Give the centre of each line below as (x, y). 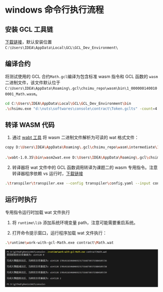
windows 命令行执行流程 (55, 10)
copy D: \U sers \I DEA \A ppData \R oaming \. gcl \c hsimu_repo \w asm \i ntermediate (80, 147)
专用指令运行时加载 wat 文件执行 (38, 212)
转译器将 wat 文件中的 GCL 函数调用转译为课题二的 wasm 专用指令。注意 (85, 167)
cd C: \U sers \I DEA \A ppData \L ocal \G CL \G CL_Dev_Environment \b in (68, 103)
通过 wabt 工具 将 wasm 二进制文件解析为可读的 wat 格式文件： (75, 138)
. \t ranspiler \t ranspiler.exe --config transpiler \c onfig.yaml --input (78, 183)
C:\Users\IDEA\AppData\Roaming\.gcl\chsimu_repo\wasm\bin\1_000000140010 (81, 88)
